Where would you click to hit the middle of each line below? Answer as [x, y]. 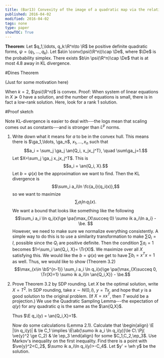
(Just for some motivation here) [37, 82]
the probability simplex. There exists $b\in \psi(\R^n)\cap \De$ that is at [77, 58]
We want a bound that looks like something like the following [73, 211]
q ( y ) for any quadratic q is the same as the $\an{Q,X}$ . [67, 307]
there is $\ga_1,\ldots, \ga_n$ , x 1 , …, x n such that [60, 142]
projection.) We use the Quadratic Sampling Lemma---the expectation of [85, 301]
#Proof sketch [19, 111]
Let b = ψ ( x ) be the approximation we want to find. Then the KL [76, 174]
